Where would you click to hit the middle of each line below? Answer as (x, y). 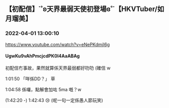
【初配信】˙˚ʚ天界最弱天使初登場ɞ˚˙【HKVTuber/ (81, 9)
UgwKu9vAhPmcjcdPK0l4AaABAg (43, 56)
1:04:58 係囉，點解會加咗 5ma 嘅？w (44, 89)
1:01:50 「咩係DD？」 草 (30, 79)
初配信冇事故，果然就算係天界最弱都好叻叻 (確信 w (58, 68)
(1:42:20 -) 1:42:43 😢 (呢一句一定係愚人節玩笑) (54, 100)
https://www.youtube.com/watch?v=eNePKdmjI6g (58, 44)
